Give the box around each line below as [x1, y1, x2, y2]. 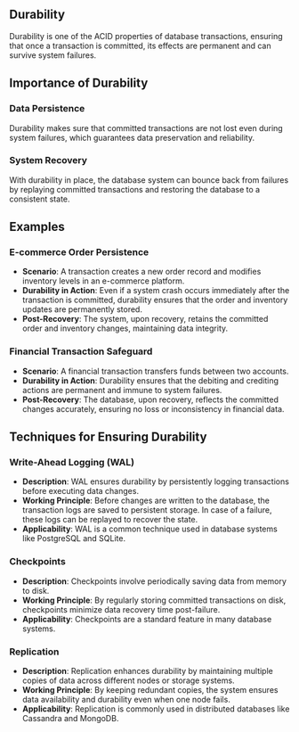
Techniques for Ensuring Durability [9, 430, 207, 445]
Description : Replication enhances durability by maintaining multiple [21, 666, 273, 677]
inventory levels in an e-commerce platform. [21, 276, 185, 286]
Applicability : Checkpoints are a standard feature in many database [21, 613, 272, 624]
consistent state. [9, 193, 70, 204]
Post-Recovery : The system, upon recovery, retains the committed [21, 314, 269, 325]
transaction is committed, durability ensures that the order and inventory [21, 294, 288, 306]
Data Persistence [9, 103, 85, 115]
